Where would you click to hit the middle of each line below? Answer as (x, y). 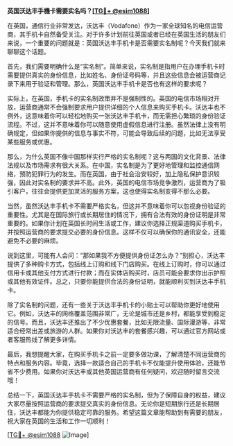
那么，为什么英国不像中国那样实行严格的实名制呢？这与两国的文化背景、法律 (116, 156)
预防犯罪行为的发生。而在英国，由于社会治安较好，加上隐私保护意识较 (119, 174)
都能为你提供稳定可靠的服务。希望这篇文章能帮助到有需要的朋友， (131, 412)
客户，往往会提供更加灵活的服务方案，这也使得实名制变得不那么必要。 (113, 191)
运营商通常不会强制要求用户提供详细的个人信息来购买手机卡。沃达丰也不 (122, 107)
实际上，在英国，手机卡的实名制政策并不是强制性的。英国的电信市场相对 (110, 98)
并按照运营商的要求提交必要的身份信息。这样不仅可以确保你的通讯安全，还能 (116, 232)
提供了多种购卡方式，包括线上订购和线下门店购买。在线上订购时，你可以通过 (116, 264)
